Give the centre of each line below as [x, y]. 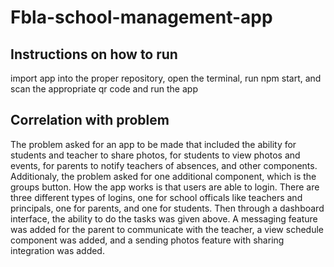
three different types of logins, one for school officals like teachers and [156, 197]
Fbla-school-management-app [141, 17]
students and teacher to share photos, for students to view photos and [155, 155]
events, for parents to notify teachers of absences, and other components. [164, 165]
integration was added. [57, 250]
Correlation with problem [90, 120]
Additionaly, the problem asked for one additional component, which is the [163, 176]
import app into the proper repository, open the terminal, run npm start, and [166, 78]
